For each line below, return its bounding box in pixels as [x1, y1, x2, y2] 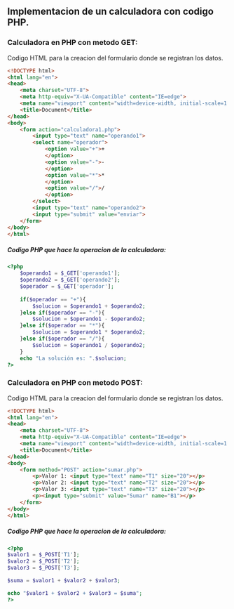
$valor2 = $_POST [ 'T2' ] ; [7, 558, 80, 565]
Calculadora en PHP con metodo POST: [7, 378, 144, 388]
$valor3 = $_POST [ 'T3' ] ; [7, 565, 80, 572]
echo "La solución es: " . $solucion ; [20, 355, 128, 362]
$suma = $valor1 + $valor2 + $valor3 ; [7, 577, 121, 584]
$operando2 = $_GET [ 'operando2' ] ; [20, 277, 121, 284]
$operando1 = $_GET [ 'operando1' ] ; [20, 270, 121, 277]
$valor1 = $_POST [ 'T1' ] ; [7, 551, 80, 558]
